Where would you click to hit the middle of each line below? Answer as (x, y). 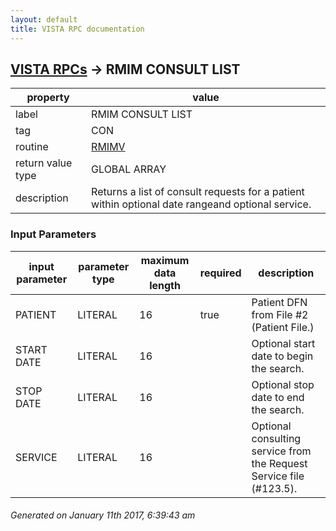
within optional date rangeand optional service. (201, 204)
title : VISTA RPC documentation (77, 29)
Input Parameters (53, 234)
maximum (165, 260)
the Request (279, 463)
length (165, 285)
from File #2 (280, 314)
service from (281, 451)
